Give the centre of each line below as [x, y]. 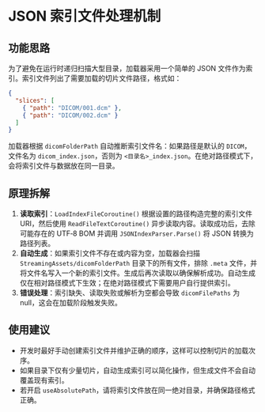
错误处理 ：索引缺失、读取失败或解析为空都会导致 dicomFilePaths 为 [129, 293]
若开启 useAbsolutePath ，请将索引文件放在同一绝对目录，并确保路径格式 [137, 390]
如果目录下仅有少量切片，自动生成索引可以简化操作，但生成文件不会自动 [137, 370]
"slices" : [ [35, 100]
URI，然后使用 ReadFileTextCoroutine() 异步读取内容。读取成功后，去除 [137, 224]
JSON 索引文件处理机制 [85, 16]
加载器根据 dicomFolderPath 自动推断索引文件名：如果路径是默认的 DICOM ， [130, 146]
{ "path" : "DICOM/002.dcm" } [70, 115]
